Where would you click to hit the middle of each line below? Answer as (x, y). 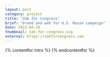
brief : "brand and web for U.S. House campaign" (55, 23)
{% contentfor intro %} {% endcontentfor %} (50, 50)
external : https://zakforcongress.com (44, 37)
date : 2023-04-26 (23, 28)
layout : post (18, 9)
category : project (24, 14)
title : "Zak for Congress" (32, 18)
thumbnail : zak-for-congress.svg (39, 32)
